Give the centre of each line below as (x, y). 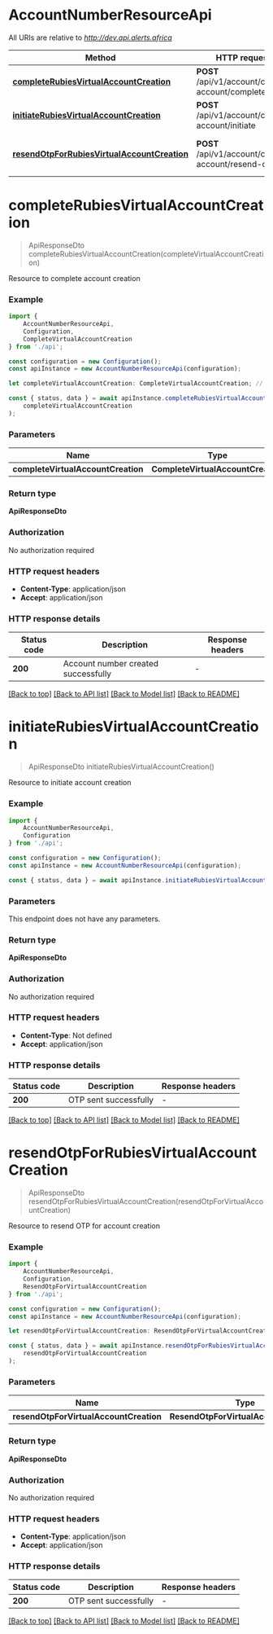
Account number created (111, 664)
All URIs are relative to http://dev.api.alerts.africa (90, 37)
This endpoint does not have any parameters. (84, 919)
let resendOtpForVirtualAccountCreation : (80, 1331)
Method (100, 57)
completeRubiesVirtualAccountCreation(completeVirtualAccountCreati (146, 253)
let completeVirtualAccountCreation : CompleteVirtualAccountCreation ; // (136, 384)
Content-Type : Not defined (66, 1035)
